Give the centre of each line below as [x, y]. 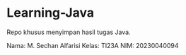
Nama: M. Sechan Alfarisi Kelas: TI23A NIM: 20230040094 [93, 45]
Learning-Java [51, 13]
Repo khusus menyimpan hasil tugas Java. [69, 32]
